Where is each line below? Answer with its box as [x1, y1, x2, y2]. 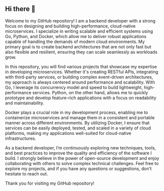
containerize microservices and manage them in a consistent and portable [5, 114, 155, 120]
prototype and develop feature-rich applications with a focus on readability [5, 95, 157, 101]
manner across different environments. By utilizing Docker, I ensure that [5, 120, 150, 126]
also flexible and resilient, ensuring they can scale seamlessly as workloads [5, 49, 158, 55]
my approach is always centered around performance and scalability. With [5, 79, 155, 85]
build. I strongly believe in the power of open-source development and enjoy [5, 155, 160, 161]
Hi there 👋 [5, 5, 36, 13]
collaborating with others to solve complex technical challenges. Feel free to [5, 160, 159, 166]
